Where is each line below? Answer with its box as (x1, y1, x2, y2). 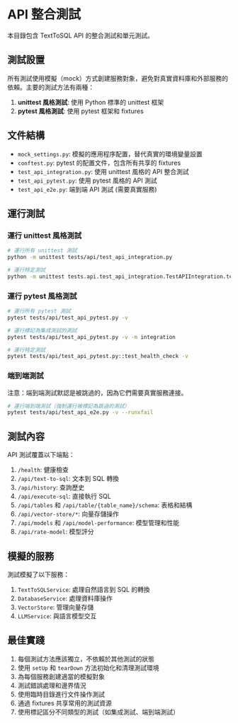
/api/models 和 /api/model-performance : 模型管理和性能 (17, 519, 179, 527)
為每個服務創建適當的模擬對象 (17, 672, 105, 681)
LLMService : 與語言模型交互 (17, 611, 97, 620)
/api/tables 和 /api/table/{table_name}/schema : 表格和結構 (17, 501, 193, 509)
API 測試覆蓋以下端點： (7, 451, 76, 459)
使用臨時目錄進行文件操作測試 (17, 690, 105, 698)
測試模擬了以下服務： (7, 570, 69, 579)
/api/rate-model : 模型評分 (17, 528, 94, 536)
